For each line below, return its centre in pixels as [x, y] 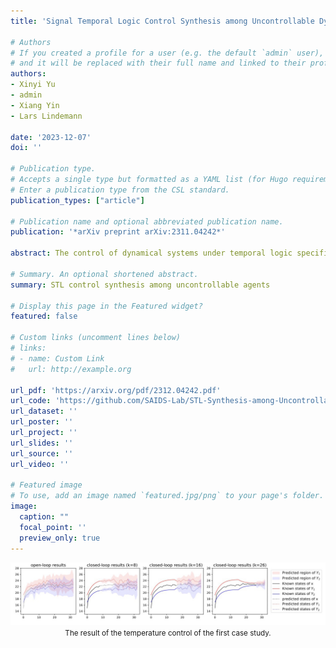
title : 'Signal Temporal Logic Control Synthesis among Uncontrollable [162, 21]
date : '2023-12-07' [51, 137]
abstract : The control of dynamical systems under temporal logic [151, 253]
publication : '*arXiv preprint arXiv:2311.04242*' [118, 232]
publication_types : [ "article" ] [77, 200]
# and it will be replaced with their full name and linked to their [158, 63]
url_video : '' [40, 464]
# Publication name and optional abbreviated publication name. [147, 221]
